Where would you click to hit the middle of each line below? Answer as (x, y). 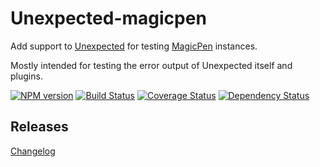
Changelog (33, 151)
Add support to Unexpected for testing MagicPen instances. (134, 46)
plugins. (26, 76)
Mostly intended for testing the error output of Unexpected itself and (151, 65)
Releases (39, 127)
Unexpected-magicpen (108, 18)
